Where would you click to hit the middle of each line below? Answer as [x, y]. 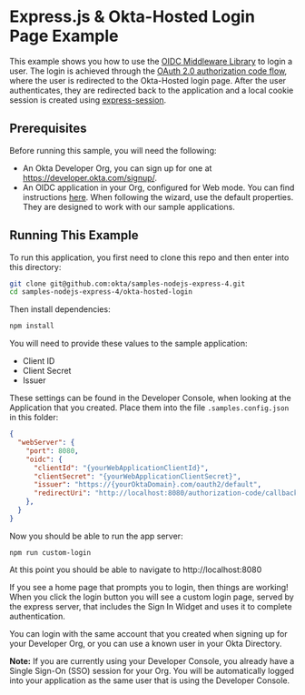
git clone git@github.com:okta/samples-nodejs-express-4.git [128, 284]
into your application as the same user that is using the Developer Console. [150, 680]
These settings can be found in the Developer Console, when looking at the [151, 398]
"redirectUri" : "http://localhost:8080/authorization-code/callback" [167, 493]
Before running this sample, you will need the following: [113, 150]
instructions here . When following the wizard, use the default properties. [158, 196]
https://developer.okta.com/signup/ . [89, 177]
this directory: [35, 267]
